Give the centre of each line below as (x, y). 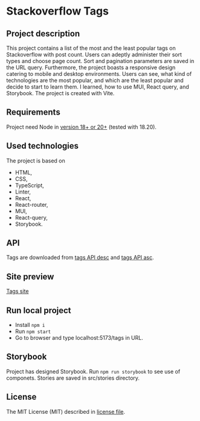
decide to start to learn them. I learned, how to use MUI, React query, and (98, 87)
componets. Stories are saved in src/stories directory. (73, 378)
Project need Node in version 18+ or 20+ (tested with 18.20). (82, 127)
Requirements (33, 113)
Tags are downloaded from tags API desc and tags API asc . (80, 258)
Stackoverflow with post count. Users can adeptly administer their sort (94, 55)
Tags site (18, 291)
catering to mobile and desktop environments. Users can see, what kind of (99, 74)
